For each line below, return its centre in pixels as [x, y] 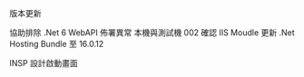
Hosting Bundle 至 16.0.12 [57, 44]
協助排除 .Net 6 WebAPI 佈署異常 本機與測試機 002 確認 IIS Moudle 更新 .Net [152, 33]
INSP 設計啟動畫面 [44, 63]
